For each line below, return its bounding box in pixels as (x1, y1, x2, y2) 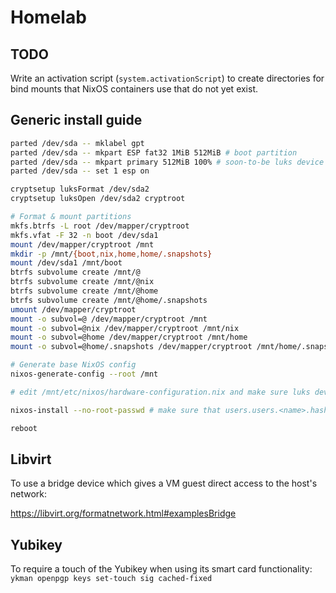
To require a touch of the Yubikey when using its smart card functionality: (10, 563, 313, 575)
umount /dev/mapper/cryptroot (10, 304, 137, 315)
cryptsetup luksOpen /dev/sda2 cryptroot (10, 194, 186, 204)
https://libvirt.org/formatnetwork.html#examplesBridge (10, 507, 237, 520)
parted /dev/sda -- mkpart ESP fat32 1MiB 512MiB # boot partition (10, 147, 298, 158)
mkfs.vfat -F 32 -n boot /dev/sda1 (10, 230, 159, 240)
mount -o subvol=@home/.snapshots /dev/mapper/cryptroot (10, 342, 253, 352)
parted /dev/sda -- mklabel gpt (10, 138, 145, 148)
